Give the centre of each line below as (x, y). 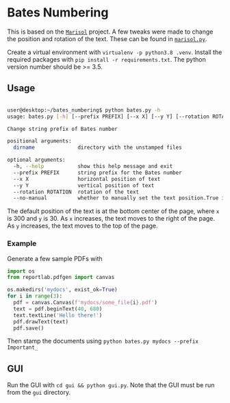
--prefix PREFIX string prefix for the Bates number (98, 173)
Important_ (23, 347)
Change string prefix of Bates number (62, 129)
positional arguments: (39, 141)
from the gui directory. (39, 393)
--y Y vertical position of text (84, 185)
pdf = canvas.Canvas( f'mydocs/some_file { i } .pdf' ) (85, 303)
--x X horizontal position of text (87, 179)
